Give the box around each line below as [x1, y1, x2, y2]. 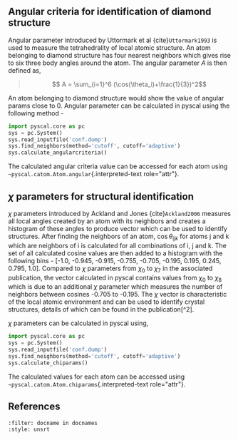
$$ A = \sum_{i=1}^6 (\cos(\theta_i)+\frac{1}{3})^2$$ [51, 80, 207, 88]
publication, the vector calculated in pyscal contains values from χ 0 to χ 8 [8, 273, 222, 284]
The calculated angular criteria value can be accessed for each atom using [8, 162, 228, 170]
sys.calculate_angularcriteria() [8, 149, 108, 156]
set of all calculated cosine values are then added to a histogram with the [8, 249, 223, 257]
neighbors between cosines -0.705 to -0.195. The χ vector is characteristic [8, 290, 227, 299]
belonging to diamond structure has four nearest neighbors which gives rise [8, 51, 231, 59]
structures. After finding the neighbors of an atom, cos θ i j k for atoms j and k [8, 232, 229, 242]
